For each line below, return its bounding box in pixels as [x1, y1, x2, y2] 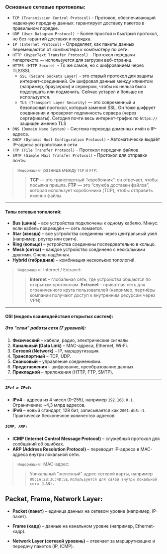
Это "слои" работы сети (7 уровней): [5, 325, 86, 331]
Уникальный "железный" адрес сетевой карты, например [29, 471, 153, 476]
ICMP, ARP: [5, 424, 28, 429]
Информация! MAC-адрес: [17, 461, 70, 467]
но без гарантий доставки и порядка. [12, 36, 92, 42]
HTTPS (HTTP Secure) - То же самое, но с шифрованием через [12, 62, 144, 68]
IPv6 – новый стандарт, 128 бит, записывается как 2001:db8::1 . [12, 407, 146, 414]
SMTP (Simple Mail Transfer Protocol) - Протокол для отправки [12, 152, 148, 158]
